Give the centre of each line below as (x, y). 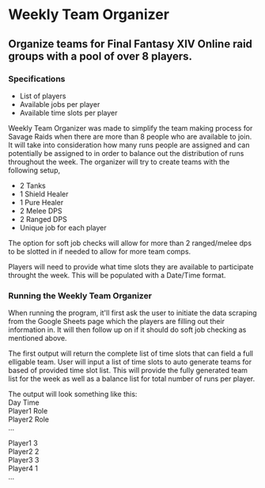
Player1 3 (23, 443)
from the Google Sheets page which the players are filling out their (117, 322)
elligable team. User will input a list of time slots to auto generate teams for (130, 362)
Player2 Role (29, 419)
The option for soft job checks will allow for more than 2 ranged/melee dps (130, 242)
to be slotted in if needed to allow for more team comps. (100, 251)
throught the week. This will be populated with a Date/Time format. (117, 275)
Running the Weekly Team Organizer (80, 295)
